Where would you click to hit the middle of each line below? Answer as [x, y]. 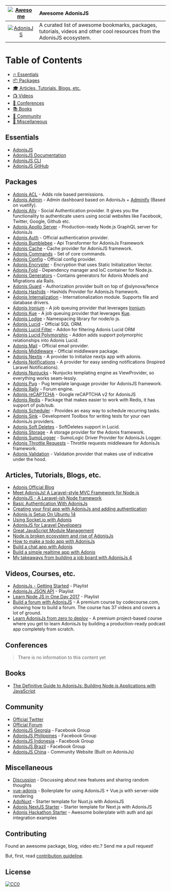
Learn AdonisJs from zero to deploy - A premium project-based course [87, 618]
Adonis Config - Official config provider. [54, 259]
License [18, 872]
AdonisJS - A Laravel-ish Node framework [57, 498]
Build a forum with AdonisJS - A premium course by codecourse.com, [86, 602]
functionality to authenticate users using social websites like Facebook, [87, 216]
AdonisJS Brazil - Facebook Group [49, 746]
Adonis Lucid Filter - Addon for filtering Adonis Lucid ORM [74, 329]
